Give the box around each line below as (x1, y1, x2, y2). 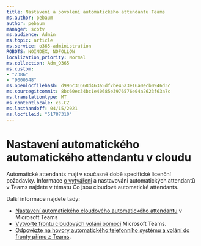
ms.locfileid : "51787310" (6, 111, 72, 117)
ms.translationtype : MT (6, 94, 67, 100)
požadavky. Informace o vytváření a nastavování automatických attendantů (6, 177, 196, 184)
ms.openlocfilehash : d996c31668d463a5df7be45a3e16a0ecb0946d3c (6, 83, 171, 89)
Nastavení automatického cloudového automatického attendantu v (15, 207, 182, 214)
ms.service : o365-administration (6, 43, 92, 49)
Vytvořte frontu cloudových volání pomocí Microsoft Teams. (15, 220, 167, 228)
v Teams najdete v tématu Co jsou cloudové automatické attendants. (6, 184, 179, 191)
